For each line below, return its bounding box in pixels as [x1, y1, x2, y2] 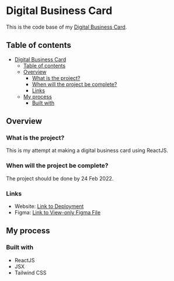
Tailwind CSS [14, 269, 47, 276]
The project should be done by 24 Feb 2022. [6, 175, 114, 182]
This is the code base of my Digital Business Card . [6, 23, 127, 30]
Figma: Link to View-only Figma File [14, 209, 101, 216]
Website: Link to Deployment [14, 203, 84, 210]
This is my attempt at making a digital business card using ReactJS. [6, 147, 168, 154]
